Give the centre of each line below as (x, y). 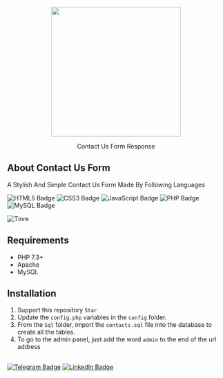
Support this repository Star (57, 310)
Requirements (38, 241)
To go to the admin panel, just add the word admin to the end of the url (117, 339)
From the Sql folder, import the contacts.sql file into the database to (115, 325)
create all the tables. (46, 332)
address (29, 347)
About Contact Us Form (59, 168)
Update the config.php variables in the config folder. (92, 317)
